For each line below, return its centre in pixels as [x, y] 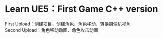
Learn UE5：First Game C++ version [81, 9]
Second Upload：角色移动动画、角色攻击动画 [51, 30]
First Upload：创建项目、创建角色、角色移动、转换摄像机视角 [68, 24]
